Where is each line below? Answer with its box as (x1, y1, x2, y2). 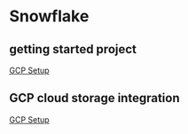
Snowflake (9, 6, 90, 27)
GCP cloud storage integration (9, 91, 180, 106)
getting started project (9, 42, 137, 57)
